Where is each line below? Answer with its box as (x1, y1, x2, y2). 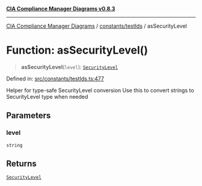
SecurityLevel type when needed (6, 93, 88, 100)
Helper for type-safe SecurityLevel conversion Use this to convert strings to (6, 87, 194, 94)
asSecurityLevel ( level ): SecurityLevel (20, 63, 118, 70)
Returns (6, 159, 37, 169)
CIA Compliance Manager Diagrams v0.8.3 (6, 5, 115, 12)
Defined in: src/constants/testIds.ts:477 (6, 75, 104, 82)
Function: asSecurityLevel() (6, 43, 148, 57)
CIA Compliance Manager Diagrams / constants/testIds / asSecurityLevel (6, 22, 188, 29)
